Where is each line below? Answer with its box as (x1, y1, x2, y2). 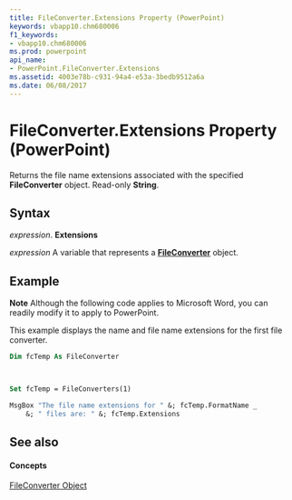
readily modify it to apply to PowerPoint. (9, 307, 160, 318)
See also (9, 435, 59, 450)
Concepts (9, 460, 47, 471)
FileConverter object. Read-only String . (9, 179, 160, 190)
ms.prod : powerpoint (9, 47, 88, 56)
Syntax (9, 205, 51, 221)
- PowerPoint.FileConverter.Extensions (9, 65, 161, 74)
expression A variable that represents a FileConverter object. (9, 247, 238, 258)
